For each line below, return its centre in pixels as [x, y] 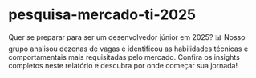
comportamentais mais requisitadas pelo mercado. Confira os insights [124, 57]
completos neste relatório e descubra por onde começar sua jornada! [123, 65]
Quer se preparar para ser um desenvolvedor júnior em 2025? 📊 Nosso [127, 37]
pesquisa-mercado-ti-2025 [102, 15]
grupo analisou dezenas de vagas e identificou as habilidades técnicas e [128, 49]
